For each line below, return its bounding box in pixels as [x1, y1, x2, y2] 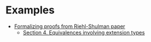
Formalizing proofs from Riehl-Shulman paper [14, 23, 126, 30]
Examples [5, 3, 55, 17]
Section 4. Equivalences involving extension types [22, 29, 145, 36]
